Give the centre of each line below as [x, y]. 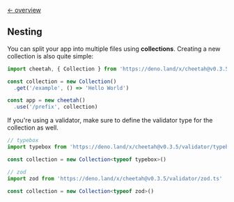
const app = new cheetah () [46, 100]
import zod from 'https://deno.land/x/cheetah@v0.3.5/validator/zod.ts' [115, 178]
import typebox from [37, 147]
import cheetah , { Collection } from [62, 69]
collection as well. [33, 127]
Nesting [25, 32]
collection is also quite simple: [50, 56]
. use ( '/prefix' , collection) [56, 107]
